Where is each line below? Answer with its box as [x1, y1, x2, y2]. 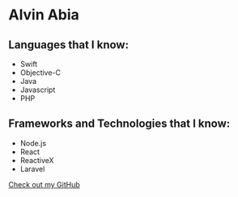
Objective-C [19, 68, 62, 78]
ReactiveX [19, 155, 54, 165]
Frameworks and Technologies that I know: [8, 117, 231, 131]
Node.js [19, 138, 47, 148]
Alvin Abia [8, 6, 79, 24]
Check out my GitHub [8, 179, 81, 189]
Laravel [19, 164, 45, 174]
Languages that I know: [8, 38, 130, 52]
